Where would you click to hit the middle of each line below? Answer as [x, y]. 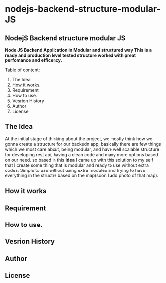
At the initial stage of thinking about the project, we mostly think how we [79, 139]
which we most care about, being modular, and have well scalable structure [82, 149]
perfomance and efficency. [34, 60]
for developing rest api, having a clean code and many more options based [82, 154]
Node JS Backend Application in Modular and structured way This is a [79, 50]
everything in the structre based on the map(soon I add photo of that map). [82, 175]
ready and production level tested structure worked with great [71, 55]
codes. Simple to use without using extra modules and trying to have [75, 170]
